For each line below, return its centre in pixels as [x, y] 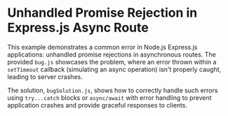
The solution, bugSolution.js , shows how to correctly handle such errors [113, 90]
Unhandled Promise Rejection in [102, 13]
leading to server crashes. [45, 77]
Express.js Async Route [78, 28]
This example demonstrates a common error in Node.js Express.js [102, 47]
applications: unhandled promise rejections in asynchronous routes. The [112, 55]
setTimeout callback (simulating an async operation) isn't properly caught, [114, 69]
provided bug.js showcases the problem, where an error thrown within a [112, 61]
